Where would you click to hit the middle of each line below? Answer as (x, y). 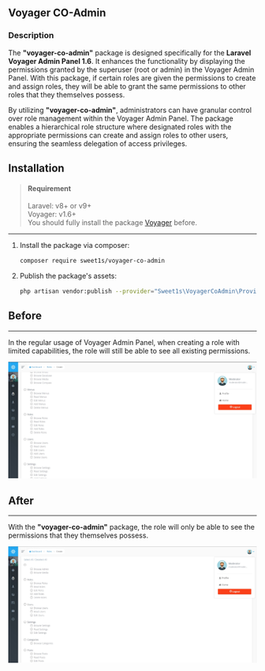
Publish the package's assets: (68, 276)
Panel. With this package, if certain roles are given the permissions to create (132, 77)
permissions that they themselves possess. (78, 535)
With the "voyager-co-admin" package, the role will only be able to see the (131, 527)
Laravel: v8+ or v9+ (60, 206)
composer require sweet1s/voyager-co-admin (92, 261)
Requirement (49, 188)
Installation (36, 169)
